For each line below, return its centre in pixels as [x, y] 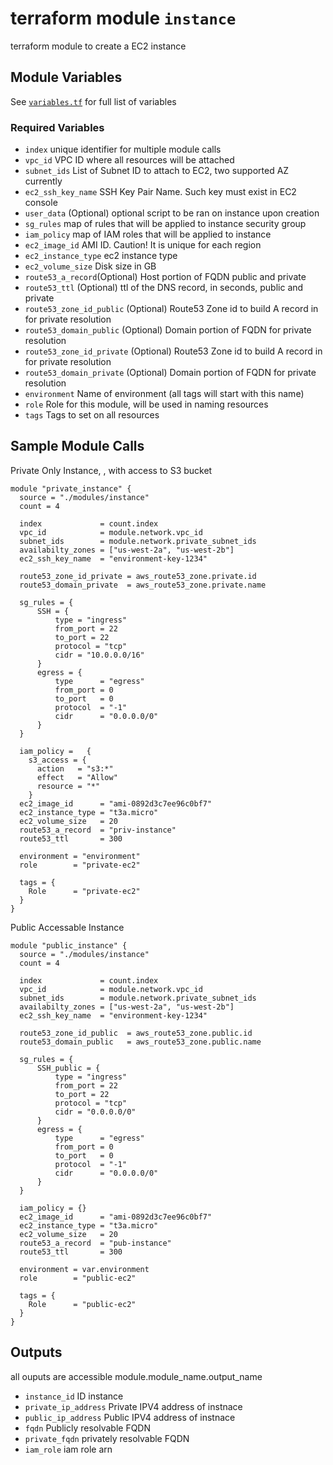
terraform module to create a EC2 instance [98, 46]
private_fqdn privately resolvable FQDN [107, 1438]
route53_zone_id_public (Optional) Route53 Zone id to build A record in [171, 309]
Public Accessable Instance [67, 927]
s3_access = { [57, 760]
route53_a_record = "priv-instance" [98, 830]
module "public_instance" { [69, 945]
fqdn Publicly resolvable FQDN [87, 1428]
